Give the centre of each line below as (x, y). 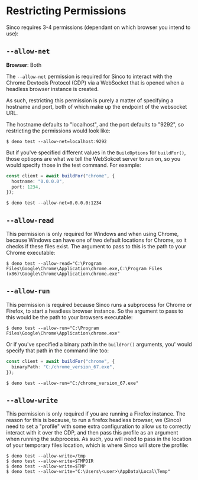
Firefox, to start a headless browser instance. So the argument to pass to (95, 311)
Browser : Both (24, 65)
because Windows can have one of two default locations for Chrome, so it (96, 240)
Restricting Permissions (66, 11)
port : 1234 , (26, 187)
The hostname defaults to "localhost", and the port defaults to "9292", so (95, 124)
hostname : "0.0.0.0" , (38, 181)
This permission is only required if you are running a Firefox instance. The (96, 414)
